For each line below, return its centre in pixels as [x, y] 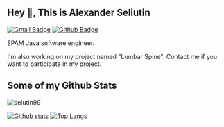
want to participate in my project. [54, 64]
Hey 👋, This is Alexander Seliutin [79, 13]
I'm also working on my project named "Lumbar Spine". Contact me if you [112, 56]
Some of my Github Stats [62, 86]
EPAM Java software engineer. [51, 43]
